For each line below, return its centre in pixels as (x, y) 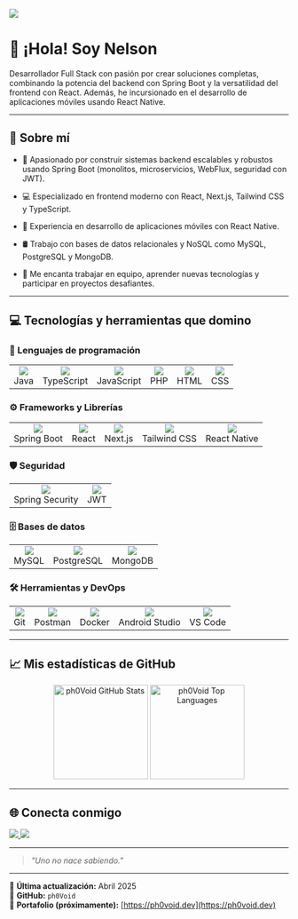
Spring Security (46, 500)
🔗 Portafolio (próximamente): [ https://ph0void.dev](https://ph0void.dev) (143, 905)
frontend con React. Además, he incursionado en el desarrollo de (128, 92)
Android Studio (149, 622)
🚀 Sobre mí (39, 138)
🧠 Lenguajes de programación (75, 351)
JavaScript (119, 381)
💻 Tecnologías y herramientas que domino (130, 321)
